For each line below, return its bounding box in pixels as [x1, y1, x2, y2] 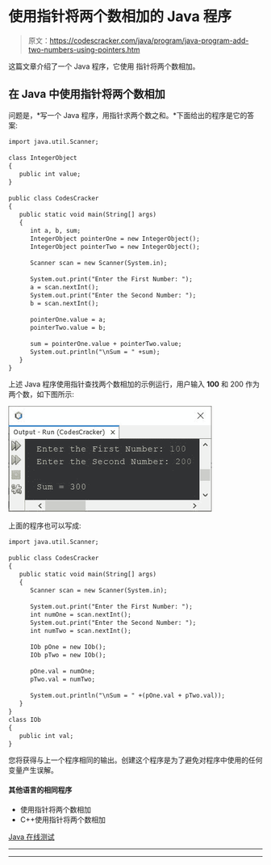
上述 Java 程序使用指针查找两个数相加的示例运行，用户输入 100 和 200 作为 [8, 379, 261, 389]
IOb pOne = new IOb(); [29, 643, 106, 651]
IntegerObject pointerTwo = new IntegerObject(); [29, 243, 200, 251]
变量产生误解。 [8, 765, 58, 774]
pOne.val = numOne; [29, 667, 95, 675]
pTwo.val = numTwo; [29, 675, 95, 683]
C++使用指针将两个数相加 [19, 814, 106, 825]
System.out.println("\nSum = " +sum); [29, 348, 161, 356]
